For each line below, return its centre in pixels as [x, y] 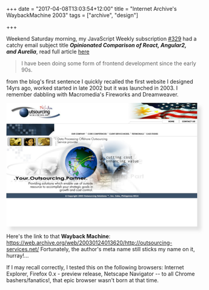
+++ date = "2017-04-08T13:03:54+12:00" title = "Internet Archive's [91, 9]
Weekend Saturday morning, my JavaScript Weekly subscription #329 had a [101, 39]
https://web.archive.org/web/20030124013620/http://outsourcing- [89, 243]
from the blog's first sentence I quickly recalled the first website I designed [100, 82]
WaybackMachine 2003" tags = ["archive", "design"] [72, 15]
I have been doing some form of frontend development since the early [109, 63]
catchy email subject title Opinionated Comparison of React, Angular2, [96, 45]
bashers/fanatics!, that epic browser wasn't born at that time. [83, 280]
